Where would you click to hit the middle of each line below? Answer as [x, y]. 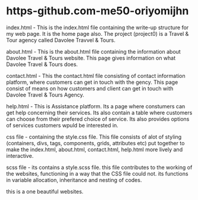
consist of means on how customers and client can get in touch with [90, 88]
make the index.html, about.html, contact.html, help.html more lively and [95, 149]
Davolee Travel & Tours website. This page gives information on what [91, 58]
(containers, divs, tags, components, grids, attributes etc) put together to [95, 143]
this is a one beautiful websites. [45, 191]
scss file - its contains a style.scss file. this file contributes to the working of [99, 167]
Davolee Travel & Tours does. [42, 64]
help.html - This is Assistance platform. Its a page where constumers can [96, 106]
